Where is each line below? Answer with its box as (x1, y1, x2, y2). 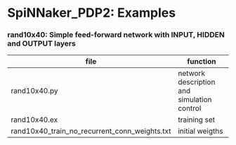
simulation (178, 95, 212, 104)
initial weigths (178, 126, 223, 136)
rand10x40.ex (11, 115, 58, 125)
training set (178, 115, 216, 125)
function (187, 57, 216, 67)
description (178, 77, 216, 87)
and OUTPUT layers (7, 39, 76, 48)
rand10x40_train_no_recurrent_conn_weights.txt (11, 126, 171, 136)
